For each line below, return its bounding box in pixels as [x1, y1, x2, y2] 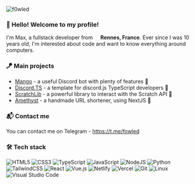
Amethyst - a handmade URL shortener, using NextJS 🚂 [14, 96, 152, 104]
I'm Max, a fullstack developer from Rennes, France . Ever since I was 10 [6, 34, 190, 41]
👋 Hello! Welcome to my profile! [6, 20, 99, 29]
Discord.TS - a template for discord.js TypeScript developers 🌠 [14, 84, 169, 91]
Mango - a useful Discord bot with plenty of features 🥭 [14, 77, 149, 85]
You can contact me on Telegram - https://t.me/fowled [6, 127, 140, 135]
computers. [6, 46, 34, 54]
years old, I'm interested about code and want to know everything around [6, 40, 186, 48]
